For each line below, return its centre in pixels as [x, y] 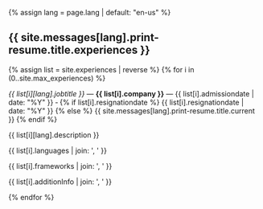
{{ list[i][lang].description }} [54, 135]
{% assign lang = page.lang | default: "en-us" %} [90, 12]
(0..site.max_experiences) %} [57, 78]
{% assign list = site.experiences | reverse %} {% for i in [101, 69]
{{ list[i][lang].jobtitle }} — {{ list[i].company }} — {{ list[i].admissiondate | [131, 93]
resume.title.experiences [73, 50]
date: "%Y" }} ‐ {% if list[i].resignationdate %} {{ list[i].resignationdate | [126, 102]
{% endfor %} [31, 197]
